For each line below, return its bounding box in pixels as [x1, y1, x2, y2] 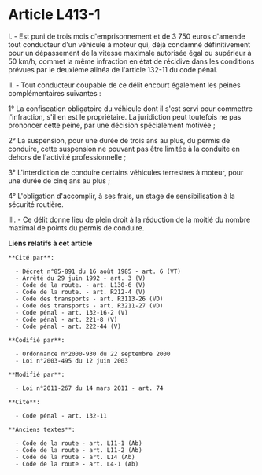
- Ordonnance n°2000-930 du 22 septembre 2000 [15, 350, 171, 358]
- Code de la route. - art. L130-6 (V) [15, 281, 146, 289]
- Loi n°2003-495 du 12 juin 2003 [15, 356, 128, 365]
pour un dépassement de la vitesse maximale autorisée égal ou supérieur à [8, 48, 252, 57]
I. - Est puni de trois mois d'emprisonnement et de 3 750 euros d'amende [8, 31, 245, 41]
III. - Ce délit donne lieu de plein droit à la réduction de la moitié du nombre [8, 215, 251, 224]
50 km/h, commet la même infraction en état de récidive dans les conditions [8, 57, 255, 66]
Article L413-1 [8, 6, 101, 24]
